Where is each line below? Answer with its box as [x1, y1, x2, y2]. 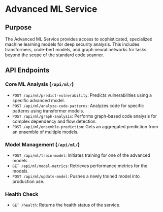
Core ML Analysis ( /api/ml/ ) [5, 81, 74, 88]
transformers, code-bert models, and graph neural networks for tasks [5, 47, 147, 52]
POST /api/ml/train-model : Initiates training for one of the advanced [12, 152, 151, 158]
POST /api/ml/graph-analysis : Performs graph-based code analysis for [12, 113, 157, 119]
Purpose [5, 23, 32, 32]
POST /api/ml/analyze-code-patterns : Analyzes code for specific [12, 103, 144, 108]
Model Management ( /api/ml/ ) [5, 141, 80, 148]
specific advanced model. [12, 97, 65, 103]
